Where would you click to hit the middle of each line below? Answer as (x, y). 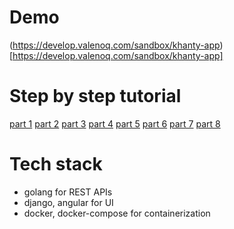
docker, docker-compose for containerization (117, 213)
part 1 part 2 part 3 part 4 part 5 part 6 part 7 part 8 (115, 123)
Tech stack (56, 164)
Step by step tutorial (95, 96)
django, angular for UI (68, 202)
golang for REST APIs (68, 192)
